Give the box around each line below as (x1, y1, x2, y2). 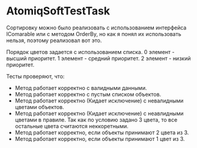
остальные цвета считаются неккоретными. (14, 122, 129, 129)
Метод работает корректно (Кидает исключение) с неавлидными (14, 110, 184, 117)
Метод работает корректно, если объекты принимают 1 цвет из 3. (14, 135, 185, 142)
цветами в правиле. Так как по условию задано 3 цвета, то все (14, 116, 178, 123)
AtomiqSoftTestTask (6, 4, 110, 18)
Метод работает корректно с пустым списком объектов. (14, 90, 162, 98)
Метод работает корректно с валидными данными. (14, 84, 147, 91)
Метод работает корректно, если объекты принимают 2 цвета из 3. (14, 129, 189, 136)
